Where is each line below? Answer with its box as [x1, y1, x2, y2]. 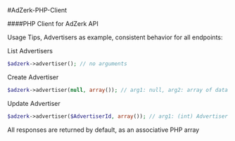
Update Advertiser [7, 99, 61, 107]
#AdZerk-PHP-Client [7, 6, 68, 14]
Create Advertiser [7, 73, 59, 81]
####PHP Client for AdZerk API [7, 20, 99, 27]
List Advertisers [7, 47, 53, 55]
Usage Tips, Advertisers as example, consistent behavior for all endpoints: [7, 33, 223, 41]
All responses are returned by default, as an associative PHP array [7, 126, 200, 134]
